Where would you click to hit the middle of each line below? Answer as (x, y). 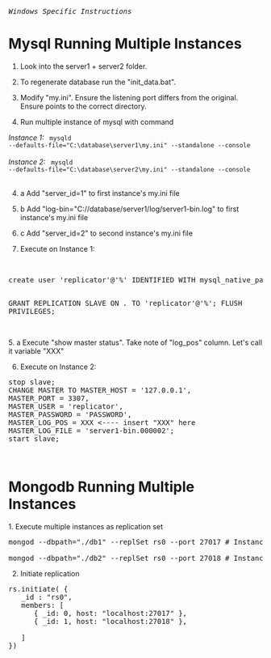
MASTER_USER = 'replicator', (66, 406)
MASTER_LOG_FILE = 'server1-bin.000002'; (92, 431)
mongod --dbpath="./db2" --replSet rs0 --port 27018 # (119, 558)
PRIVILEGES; (32, 311)
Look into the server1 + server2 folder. (83, 66)
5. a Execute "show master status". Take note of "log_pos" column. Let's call (135, 342)
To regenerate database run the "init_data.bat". (98, 82)
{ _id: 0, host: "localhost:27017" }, (110, 613)
